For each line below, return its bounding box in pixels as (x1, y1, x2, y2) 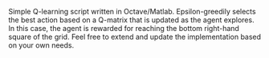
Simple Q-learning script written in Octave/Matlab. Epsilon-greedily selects (8, 7, 256, 16)
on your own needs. (8, 41, 75, 50)
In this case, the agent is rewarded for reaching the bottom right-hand (8, 24, 239, 33)
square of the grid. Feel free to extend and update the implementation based (8, 32, 262, 41)
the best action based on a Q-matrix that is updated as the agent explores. (8, 15, 255, 25)
